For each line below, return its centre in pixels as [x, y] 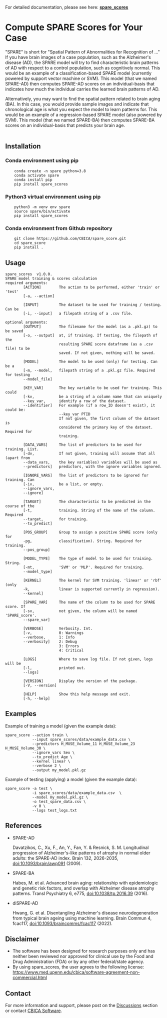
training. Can [20, 480]
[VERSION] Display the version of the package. [80, 681]
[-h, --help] [37, 699]
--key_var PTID [75, 414]
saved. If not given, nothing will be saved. [107, 353]
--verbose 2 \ [46, 765]
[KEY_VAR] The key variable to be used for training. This [93, 388]
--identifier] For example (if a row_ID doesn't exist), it [89, 405]
